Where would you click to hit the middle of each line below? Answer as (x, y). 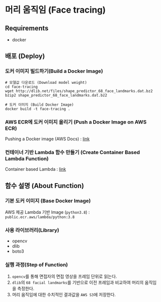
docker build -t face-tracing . (38, 109)
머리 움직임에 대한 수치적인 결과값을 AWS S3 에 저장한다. (64, 294)
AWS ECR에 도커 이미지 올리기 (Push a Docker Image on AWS (76, 122)
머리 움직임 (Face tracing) (55, 10)
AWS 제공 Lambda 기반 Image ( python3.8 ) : (48, 212)
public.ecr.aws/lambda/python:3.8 (40, 217)
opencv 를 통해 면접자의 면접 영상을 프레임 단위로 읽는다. (64, 276)
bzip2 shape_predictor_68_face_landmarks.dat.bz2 (56, 95)
